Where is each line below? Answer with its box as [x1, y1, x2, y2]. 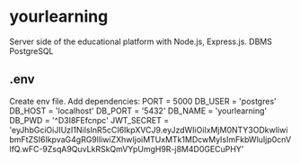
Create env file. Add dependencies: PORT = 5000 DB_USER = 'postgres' [9, 95, 277, 106]
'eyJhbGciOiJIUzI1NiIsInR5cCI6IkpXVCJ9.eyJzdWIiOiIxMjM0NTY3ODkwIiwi [9, 124, 288, 135]
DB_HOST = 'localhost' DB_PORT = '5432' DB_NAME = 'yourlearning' [9, 105, 268, 116]
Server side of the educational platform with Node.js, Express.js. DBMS [9, 36, 272, 47]
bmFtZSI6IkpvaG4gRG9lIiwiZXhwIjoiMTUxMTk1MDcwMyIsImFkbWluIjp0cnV [9, 133, 292, 145]
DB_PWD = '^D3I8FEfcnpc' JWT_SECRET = [9, 114, 169, 125]
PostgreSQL [9, 45, 54, 56]
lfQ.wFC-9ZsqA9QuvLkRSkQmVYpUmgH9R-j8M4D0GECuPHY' [9, 143, 244, 154]
